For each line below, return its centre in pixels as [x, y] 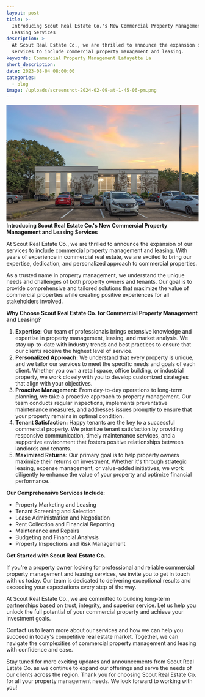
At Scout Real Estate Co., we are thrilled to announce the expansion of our [99, 244]
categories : [21, 77]
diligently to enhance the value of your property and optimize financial [103, 475]
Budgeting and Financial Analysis [57, 537]
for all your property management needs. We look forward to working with [99, 681]
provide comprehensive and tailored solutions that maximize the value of [98, 288]
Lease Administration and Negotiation [63, 518]
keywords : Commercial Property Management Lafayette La [79, 58]
